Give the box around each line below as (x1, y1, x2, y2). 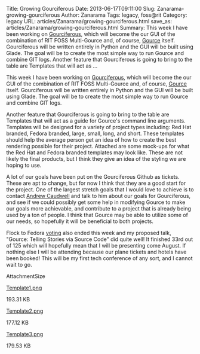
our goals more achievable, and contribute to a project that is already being (6, 205, 192, 212)
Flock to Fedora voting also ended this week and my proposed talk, (6, 230, 171, 236)
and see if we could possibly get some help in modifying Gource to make (6, 199, 186, 206)
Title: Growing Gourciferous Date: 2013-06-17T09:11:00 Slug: (6, 5, 156, 12)
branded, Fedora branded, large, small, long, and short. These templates (6, 130, 184, 137)
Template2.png (6, 307, 44, 315)
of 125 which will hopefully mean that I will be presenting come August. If (6, 242, 186, 249)
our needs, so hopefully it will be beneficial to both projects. (6, 218, 154, 225)
